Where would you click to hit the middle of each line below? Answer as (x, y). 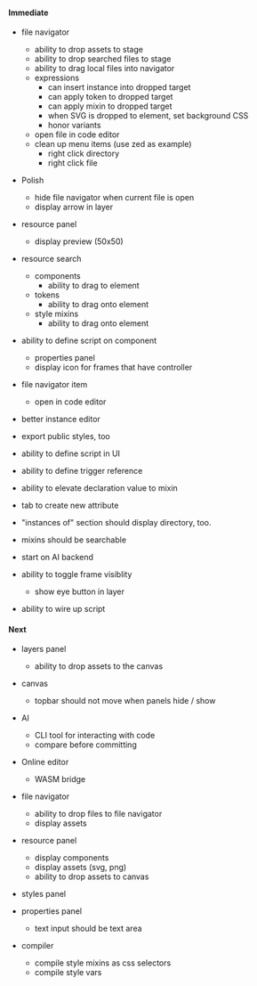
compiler (37, 946)
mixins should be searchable (73, 540)
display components (72, 858)
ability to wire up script (63, 609)
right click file (73, 163)
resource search (51, 259)
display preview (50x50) (79, 241)
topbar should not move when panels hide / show (125, 701)
